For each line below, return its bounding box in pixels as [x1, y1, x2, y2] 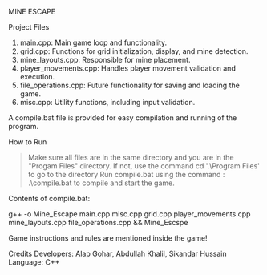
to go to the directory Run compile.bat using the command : [27, 170, 225, 179]
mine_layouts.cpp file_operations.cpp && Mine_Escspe [8, 218, 188, 227]
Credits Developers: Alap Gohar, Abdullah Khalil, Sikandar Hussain [8, 249, 227, 258]
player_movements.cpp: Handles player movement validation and [19, 63, 237, 73]
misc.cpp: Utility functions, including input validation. [19, 98, 196, 107]
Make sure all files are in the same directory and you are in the [27, 152, 234, 162]
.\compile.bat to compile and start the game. [27, 178, 175, 188]
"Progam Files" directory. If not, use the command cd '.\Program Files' [27, 161, 261, 171]
